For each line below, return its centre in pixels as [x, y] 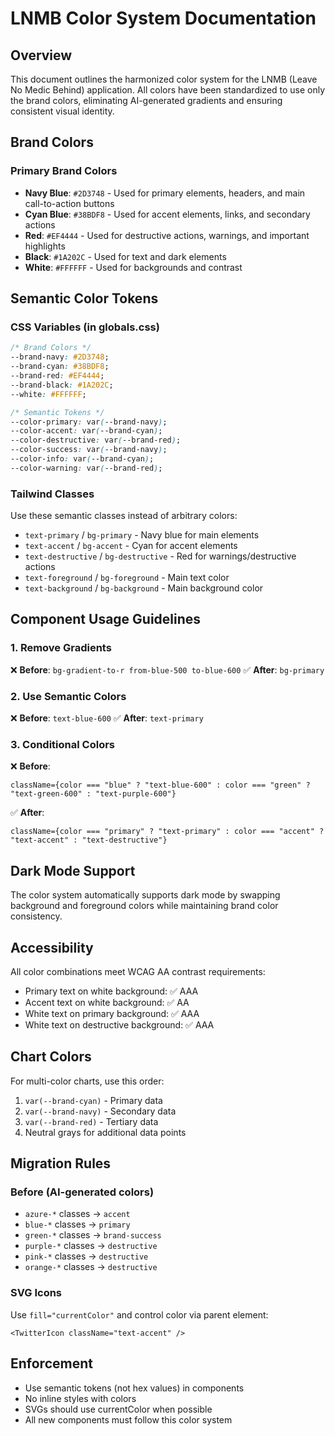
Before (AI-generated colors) [82, 1192]
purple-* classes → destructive [91, 1246]
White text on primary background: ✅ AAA [112, 1013]
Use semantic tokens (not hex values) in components [134, 1388]
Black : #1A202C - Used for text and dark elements [125, 256]
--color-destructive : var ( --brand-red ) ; [96, 440]
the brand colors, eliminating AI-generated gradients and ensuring [146, 100]
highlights [45, 246]
